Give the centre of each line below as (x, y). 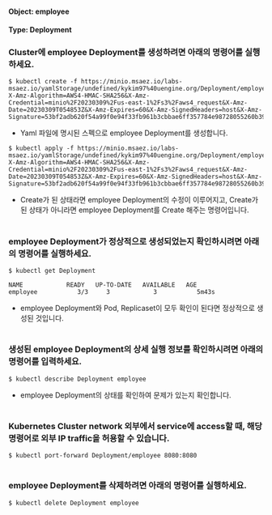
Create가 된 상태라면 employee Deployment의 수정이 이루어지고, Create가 (139, 200)
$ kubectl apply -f (41, 149)
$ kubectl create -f (43, 82)
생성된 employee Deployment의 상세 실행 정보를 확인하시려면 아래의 (136, 350)
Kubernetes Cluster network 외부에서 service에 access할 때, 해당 (136, 426)
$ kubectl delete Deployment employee (74, 503)
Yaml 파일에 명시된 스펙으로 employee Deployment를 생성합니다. (124, 133)
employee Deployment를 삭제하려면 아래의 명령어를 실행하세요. (127, 486)
